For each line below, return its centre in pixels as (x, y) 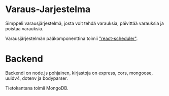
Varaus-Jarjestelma (48, 9)
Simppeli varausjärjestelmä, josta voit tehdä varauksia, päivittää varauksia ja (84, 23)
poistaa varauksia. (24, 28)
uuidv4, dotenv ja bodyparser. (37, 78)
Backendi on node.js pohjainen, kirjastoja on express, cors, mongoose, (79, 73)
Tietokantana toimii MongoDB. (37, 88)
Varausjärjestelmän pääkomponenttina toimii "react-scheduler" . (72, 38)
